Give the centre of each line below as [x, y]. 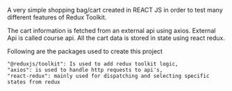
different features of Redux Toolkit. [57, 17]
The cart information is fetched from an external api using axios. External [111, 31]
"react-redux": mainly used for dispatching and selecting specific [108, 76]
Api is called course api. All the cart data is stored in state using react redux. [116, 38]
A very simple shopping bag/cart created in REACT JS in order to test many [115, 10]
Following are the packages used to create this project [85, 51]
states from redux [34, 82]
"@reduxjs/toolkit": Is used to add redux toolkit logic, [93, 64]
